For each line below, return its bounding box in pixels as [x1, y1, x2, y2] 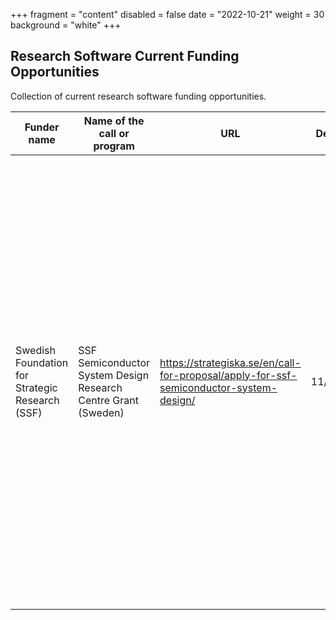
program [93, 139, 135, 153]
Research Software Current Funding [10, 48, 240, 65]
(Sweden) [78, 405, 125, 419]
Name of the [83, 114, 145, 128]
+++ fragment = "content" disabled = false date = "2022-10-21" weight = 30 [10, 9, 325, 20]
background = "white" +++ [10, 19, 122, 31]
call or [98, 126, 130, 140]
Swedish [15, 343, 56, 357]
